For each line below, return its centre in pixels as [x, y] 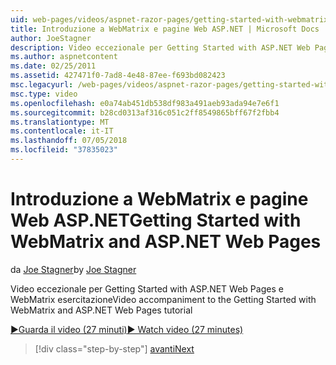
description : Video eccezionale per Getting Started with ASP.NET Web [160, 47]
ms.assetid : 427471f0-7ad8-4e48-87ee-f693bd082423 [118, 76]
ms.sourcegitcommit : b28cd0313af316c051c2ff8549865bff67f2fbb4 [145, 112]
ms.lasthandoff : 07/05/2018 [69, 141]
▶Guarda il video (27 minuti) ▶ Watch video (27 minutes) [127, 329]
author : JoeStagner [51, 38]
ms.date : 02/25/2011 [53, 66]
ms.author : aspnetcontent [64, 57]
